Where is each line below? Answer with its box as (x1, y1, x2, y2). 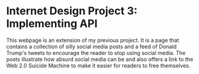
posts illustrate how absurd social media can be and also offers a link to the (6, 55, 194, 63)
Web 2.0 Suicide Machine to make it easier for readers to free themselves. (6, 61, 191, 69)
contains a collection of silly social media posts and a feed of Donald (6, 43, 177, 50)
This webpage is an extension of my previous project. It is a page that (6, 36, 179, 44)
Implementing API (6, 17, 98, 30)
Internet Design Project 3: (6, 4, 137, 18)
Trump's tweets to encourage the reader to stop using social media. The (6, 49, 186, 56)
